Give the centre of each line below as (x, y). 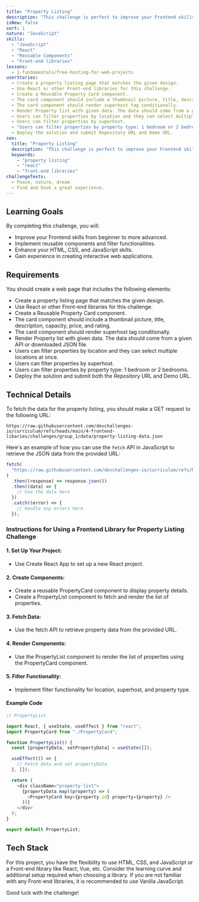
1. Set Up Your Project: (34, 550)
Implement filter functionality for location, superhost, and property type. (102, 690)
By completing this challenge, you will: (53, 226)
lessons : (17, 67)
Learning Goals (35, 212)
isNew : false (22, 22)
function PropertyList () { (39, 742)
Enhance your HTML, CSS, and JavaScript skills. (74, 250)
